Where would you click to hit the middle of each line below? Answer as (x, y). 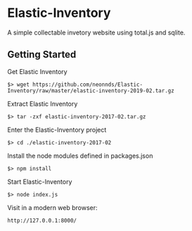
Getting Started (42, 55)
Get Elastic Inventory (38, 71)
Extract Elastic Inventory (43, 104)
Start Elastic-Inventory (40, 182)
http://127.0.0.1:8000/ (42, 220)
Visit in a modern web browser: (52, 207)
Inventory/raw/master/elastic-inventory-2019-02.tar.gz (91, 90)
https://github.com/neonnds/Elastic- (88, 85)
